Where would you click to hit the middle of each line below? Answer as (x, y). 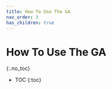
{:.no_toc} (18, 68)
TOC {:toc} (28, 80)
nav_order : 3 (22, 17)
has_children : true (30, 23)
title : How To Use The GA (38, 12)
